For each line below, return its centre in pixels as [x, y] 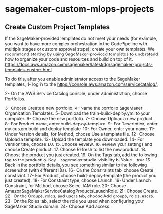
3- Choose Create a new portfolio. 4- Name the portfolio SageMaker [74, 108]
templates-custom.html [29, 70]
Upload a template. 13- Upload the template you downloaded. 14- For [74, 139]
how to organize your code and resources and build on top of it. [69, 59]
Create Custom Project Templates [57, 27]
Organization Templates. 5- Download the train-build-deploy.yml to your [78, 113]
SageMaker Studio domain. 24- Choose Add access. [58, 206]
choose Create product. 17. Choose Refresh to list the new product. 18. [76, 150]
